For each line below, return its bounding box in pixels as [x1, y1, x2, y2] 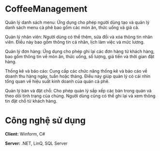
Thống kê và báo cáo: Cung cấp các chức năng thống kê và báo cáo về [5, 68, 147, 74]
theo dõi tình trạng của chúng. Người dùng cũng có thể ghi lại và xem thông [5, 93, 156, 99]
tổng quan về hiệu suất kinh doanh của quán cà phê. [5, 78, 110, 84]
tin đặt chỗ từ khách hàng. [5, 98, 57, 104]
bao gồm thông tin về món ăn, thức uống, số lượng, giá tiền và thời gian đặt [5, 53, 155, 59]
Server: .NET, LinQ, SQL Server [5, 140, 68, 146]
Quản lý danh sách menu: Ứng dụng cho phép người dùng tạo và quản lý [5, 19, 150, 25]
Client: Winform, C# [5, 131, 45, 136]
